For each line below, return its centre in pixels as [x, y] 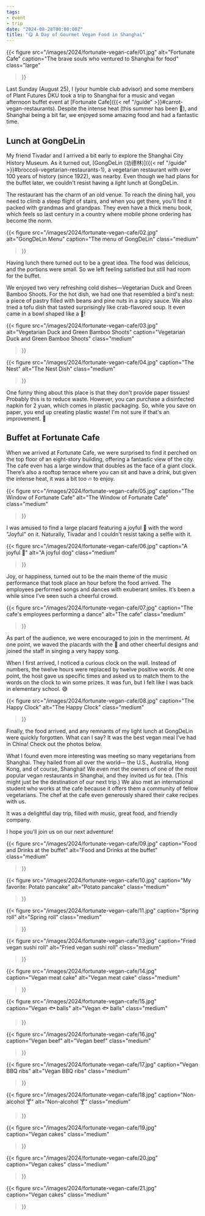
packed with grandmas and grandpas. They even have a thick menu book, [99, 207]
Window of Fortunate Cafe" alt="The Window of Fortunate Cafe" [88, 497]
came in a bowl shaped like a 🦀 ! [46, 314]
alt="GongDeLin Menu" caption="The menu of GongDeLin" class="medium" [103, 239]
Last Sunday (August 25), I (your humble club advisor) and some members [100, 89]
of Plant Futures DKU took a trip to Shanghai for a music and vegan [91, 96]
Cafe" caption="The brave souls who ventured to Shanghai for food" [92, 59]
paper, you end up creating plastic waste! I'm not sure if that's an [88, 412]
